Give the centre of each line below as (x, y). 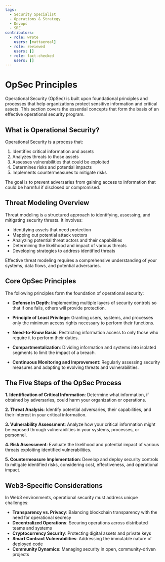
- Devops (19, 24)
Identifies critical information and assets (53, 151)
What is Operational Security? (52, 130)
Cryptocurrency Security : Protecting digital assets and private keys (82, 533)
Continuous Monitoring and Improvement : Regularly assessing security (86, 362)
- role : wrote (24, 38)
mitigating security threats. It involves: (44, 220)
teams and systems (32, 528)
